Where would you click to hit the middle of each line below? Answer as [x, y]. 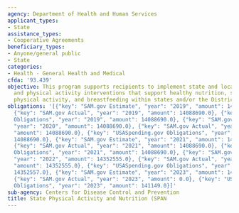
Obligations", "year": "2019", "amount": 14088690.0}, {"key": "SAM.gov [124, 119]
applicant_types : [33, 21]
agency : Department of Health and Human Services [83, 14]
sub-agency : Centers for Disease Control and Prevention [94, 192]
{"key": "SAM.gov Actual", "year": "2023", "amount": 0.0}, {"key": [117, 179]
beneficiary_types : [36, 47]
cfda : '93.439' [30, 80]
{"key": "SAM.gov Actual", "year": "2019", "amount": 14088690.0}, [116, 113]
